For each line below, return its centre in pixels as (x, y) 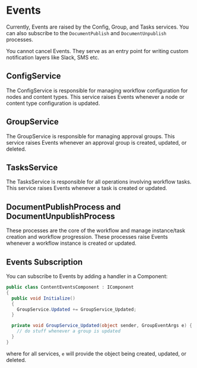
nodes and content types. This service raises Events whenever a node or (96, 96)
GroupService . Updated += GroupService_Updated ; (77, 309)
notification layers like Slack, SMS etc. (53, 57)
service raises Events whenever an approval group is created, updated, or (96, 142)
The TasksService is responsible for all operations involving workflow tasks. (99, 182)
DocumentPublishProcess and (63, 207)
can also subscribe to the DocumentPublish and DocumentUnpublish (86, 33)
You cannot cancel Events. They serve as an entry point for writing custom (97, 51)
